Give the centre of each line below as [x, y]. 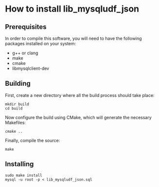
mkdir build [17, 104]
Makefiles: [15, 123]
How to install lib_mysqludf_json [72, 9]
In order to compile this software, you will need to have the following [73, 38]
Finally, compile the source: [33, 140]
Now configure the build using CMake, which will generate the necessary [78, 117]
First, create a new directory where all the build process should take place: [80, 95]
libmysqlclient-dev [31, 68]
